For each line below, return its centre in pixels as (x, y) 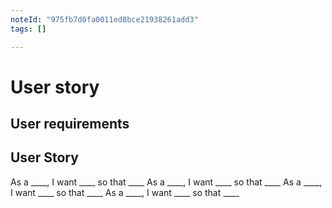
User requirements (70, 124)
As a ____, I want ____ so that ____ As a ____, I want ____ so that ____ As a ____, (166, 182)
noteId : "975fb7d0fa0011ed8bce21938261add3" (104, 19)
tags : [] (28, 29)
